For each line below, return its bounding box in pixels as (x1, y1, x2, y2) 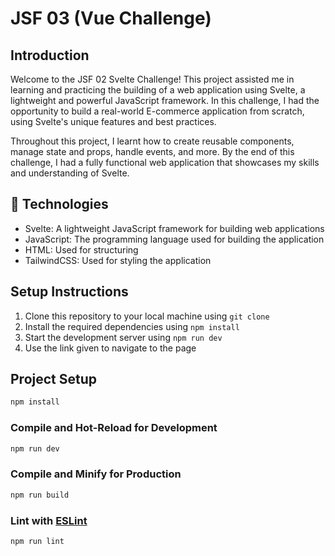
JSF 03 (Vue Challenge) (10, 7, 212, 30)
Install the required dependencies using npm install (24, 320, 240, 332)
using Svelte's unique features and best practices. (10, 116, 217, 127)
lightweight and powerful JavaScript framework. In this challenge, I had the (10, 95, 320, 106)
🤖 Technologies (10, 196, 109, 213)
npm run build (10, 490, 70, 500)
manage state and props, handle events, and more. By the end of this (10, 146, 295, 157)
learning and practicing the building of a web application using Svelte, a (10, 84, 306, 96)
